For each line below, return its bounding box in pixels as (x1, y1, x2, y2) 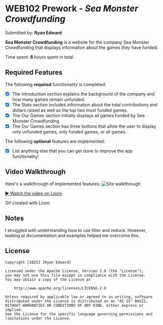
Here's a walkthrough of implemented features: (5, 181, 101, 187)
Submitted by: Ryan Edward (5, 30, 62, 35)
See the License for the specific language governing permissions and (5, 311, 153, 317)
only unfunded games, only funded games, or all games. (12, 129, 127, 134)
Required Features (5, 68, 63, 77)
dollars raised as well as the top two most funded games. (12, 107, 128, 113)
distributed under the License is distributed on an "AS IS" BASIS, (5, 298, 148, 303)
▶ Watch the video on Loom (5, 190, 62, 196)
